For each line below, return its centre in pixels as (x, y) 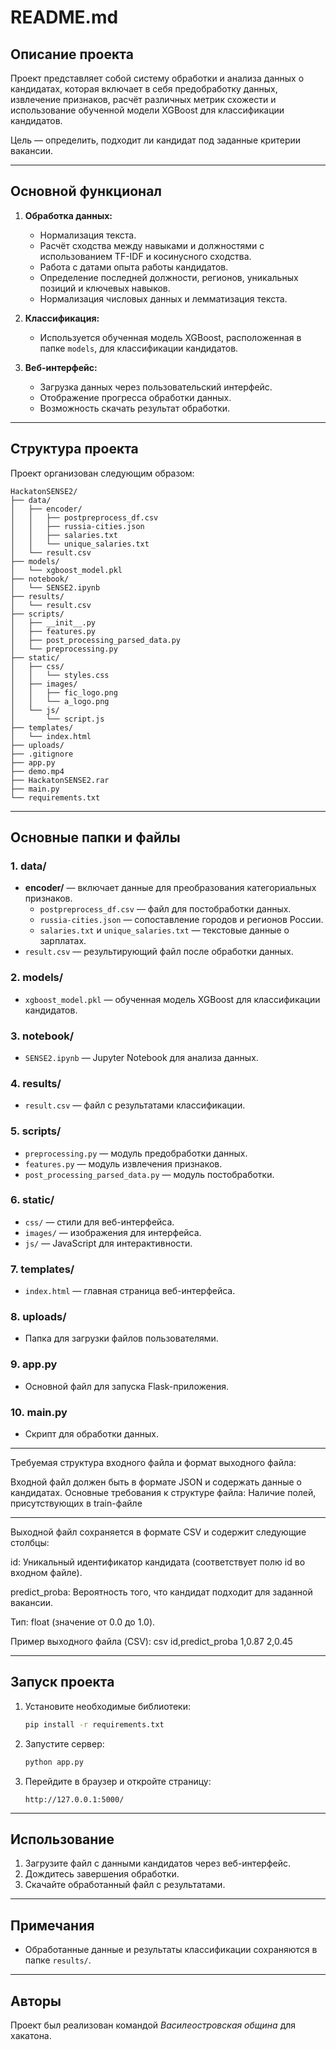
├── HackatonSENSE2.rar (60, 780)
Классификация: (62, 318)
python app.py (54, 1762)
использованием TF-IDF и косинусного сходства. (145, 256)
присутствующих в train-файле (76, 1503)
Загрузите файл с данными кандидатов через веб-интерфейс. (157, 1863)
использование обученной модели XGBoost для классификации (147, 110)
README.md (64, 17)
